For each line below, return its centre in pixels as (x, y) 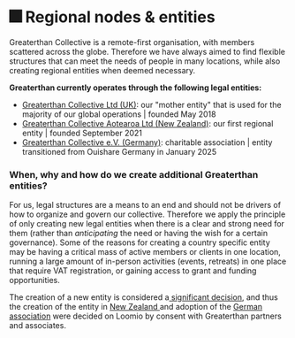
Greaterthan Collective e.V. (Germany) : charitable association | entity (147, 142)
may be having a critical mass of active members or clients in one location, (145, 252)
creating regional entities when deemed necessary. (102, 70)
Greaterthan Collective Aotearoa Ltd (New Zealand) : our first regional (147, 123)
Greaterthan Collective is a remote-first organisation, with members (132, 42)
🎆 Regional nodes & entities (112, 17)
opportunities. (34, 280)
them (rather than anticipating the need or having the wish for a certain (138, 234)
